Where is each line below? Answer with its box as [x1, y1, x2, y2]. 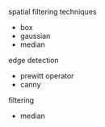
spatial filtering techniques [8, 7, 97, 16]
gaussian [19, 32, 51, 40]
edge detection [8, 56, 59, 65]
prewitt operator [19, 71, 74, 80]
